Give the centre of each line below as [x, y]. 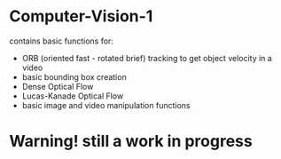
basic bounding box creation [74, 76]
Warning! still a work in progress [131, 142]
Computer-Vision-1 [81, 16]
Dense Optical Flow [58, 86]
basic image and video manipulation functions [106, 105]
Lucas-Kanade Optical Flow [73, 96]
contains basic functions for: [61, 41]
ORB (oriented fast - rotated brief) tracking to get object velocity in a [147, 58]
